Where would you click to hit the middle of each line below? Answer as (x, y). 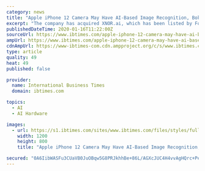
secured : (17, 158)
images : (16, 125)
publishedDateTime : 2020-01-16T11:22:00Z (60, 29)
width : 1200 (32, 136)
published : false (28, 69)
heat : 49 (17, 63)
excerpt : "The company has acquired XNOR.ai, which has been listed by (99, 23)
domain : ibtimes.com (38, 91)
